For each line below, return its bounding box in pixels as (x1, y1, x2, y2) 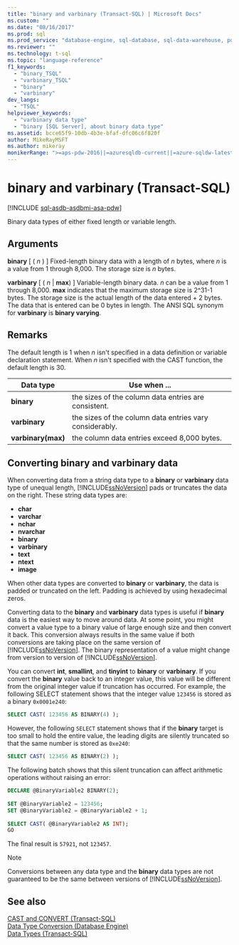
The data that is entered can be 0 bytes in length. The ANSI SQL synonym (7, 300, 224, 310)
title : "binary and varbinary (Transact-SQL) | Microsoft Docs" (7, 10, 202, 18)
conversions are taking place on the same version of (7, 638, 161, 647)
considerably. (72, 421, 117, 431)
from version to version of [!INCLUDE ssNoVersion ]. (7, 653, 158, 662)
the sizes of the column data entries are (72, 392, 205, 402)
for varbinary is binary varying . (7, 308, 102, 317)
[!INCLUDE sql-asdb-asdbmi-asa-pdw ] (7, 204, 122, 212)
